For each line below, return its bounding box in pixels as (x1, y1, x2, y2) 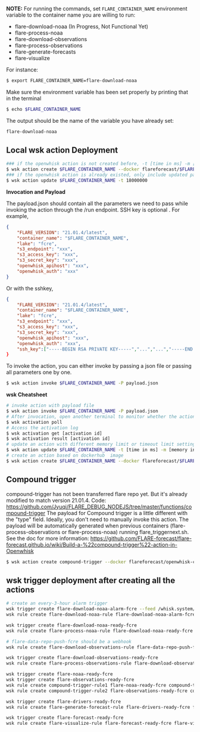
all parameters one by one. (6, 369, 72, 376)
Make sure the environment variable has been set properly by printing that (6, 88, 189, 95)
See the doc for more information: (6, 535, 89, 542)
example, (6, 212, 29, 219)
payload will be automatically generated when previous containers (6, 522, 169, 529)
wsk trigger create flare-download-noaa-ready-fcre (6, 622, 137, 628)
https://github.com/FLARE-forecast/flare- (90, 535, 192, 542)
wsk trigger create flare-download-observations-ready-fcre (6, 655, 159, 661)
